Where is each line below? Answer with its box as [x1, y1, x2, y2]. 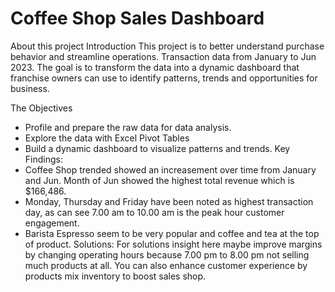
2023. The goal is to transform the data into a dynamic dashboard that [10, 61, 300, 73]
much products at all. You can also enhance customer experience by [24, 259, 308, 271]
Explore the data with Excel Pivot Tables [24, 132, 190, 144]
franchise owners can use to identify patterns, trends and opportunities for [10, 72, 318, 84]
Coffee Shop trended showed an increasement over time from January [24, 163, 317, 176]
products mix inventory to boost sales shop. [24, 270, 207, 282]
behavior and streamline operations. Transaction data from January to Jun [10, 50, 317, 62]
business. [10, 82, 50, 94]
